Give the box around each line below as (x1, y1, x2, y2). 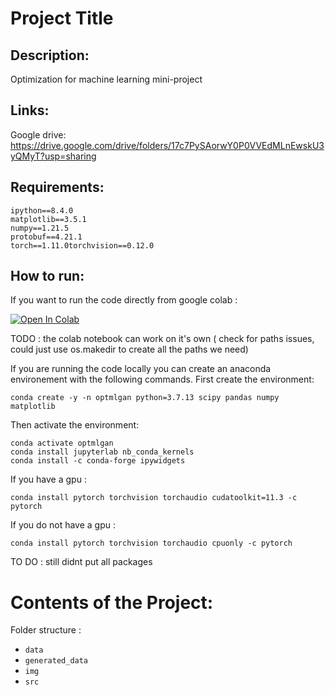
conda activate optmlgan (10, 438, 114, 449)
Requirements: (10, 179, 105, 196)
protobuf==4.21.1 (10, 232, 83, 242)
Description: (10, 47, 90, 64)
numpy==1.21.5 (10, 223, 70, 233)
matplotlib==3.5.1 (10, 214, 87, 224)
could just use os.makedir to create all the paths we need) (10, 343, 249, 356)
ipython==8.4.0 (10, 205, 74, 216)
